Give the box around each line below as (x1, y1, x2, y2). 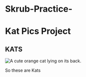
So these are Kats (5, 67, 41, 74)
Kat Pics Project (5, 26, 71, 37)
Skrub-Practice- (5, 3, 73, 15)
